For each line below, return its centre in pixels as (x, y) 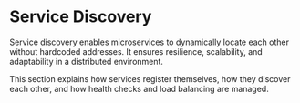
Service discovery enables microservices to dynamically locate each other (150, 42)
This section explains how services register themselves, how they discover (150, 78)
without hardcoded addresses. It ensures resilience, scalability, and (136, 51)
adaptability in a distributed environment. (87, 61)
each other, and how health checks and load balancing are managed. (139, 88)
